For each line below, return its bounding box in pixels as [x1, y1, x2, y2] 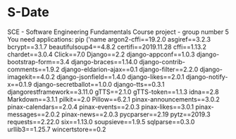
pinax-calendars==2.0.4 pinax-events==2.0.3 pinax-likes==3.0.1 [7, 102, 194, 111]
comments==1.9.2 [7, 65, 60, 73]
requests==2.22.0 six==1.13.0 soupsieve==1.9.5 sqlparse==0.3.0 [7, 117, 195, 126]
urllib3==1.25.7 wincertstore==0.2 [7, 125, 106, 133]
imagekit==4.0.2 [7, 72, 55, 81]
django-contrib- [139, 57, 185, 66]
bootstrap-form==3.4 [7, 57, 70, 66]
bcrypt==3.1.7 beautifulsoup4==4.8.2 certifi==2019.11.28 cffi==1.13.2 [7, 42, 206, 51]
